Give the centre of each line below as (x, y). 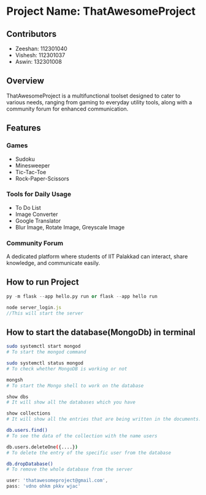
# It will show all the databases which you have (71, 402)
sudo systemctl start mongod (44, 347)
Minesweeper (32, 165)
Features (24, 128)
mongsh (15, 380)
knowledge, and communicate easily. (53, 263)
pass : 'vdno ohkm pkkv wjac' (44, 486)
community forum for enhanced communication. (67, 109)
